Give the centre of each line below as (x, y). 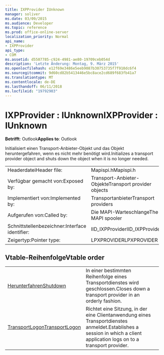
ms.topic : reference (26, 28)
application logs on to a (112, 339)
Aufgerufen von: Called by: (37, 215)
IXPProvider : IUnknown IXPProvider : (82, 115)
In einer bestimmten (109, 271)
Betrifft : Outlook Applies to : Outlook (41, 139)
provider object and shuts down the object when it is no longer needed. (77, 159)
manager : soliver (23, 14)
